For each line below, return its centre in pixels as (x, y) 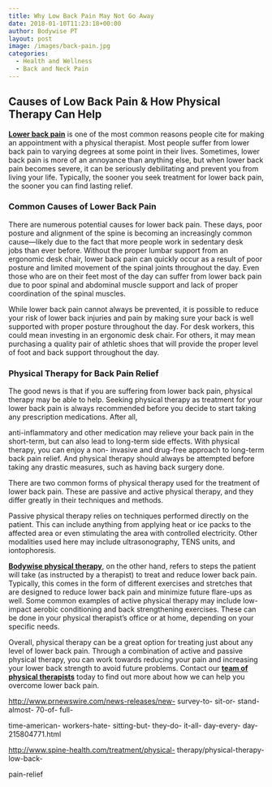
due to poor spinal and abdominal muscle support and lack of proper (123, 284)
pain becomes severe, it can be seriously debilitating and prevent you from (134, 168)
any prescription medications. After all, (73, 417)
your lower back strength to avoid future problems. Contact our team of (128, 668)
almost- (22, 710)
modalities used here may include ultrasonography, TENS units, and (122, 542)
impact (20, 609)
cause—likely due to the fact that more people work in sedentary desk (126, 241)
